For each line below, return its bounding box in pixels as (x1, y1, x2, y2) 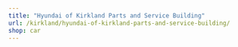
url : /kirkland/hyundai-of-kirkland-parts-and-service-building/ (8, 19, 230, 27)
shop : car (8, 26, 42, 34)
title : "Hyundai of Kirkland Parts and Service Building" (8, 11, 205, 20)
